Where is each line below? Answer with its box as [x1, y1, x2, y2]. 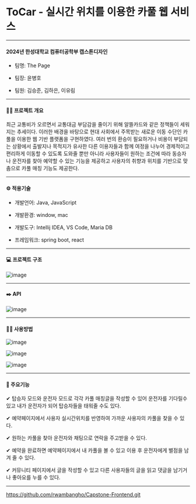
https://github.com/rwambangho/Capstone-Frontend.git [6, 491, 141, 498]
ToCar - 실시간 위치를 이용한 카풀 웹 [6, 5, 169, 19]
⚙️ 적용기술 [6, 185, 31, 192]
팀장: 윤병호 [14, 74, 42, 82]
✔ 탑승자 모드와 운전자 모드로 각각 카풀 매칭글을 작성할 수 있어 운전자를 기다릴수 [6, 395, 188, 402]
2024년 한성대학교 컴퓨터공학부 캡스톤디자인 [6, 48, 108, 55]
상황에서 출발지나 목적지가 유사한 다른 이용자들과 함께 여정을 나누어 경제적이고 [12, 143, 190, 150]
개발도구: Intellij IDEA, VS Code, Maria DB [14, 223, 113, 231]
